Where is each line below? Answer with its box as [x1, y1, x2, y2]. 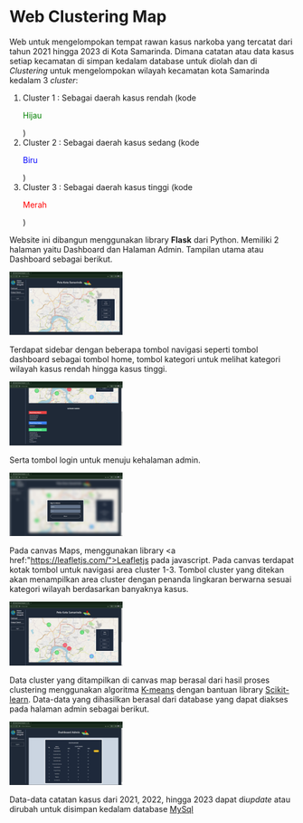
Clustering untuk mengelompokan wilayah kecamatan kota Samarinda [9, 65, 270, 76]
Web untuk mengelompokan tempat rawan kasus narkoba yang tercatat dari [9, 36, 293, 47]
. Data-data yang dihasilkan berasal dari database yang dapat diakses [28, 694, 289, 704]
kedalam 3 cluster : [9, 74, 79, 85]
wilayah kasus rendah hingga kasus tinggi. [9, 364, 167, 375]
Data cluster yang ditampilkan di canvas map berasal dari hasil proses [9, 675, 270, 685]
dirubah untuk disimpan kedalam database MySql [9, 804, 194, 815]
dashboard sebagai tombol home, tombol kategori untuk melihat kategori [9, 354, 281, 365]
